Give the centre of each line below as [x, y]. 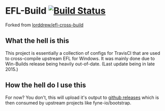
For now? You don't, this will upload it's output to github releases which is [82, 97]
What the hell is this [37, 41]
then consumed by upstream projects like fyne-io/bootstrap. [68, 103]
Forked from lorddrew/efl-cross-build [44, 25]
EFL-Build [26, 11]
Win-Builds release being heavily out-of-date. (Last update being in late [80, 64]
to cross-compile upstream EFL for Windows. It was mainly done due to [80, 58]
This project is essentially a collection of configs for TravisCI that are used [83, 53]
